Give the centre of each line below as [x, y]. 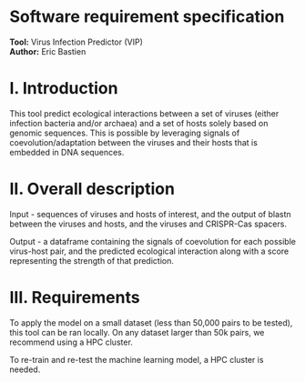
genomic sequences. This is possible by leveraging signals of [125, 133]
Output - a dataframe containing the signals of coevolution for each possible [152, 241]
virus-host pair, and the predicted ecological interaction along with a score [149, 251]
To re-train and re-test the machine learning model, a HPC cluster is [137, 359]
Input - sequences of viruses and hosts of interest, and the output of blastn [150, 214]
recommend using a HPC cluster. [71, 342]
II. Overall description [92, 189]
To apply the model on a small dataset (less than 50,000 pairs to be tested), [151, 322]
